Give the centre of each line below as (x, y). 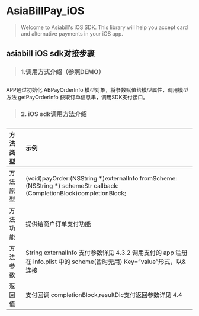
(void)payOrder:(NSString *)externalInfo (82, 178)
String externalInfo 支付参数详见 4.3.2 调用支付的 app (100, 253)
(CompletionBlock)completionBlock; (76, 193)
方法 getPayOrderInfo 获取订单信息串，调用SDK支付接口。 (77, 97)
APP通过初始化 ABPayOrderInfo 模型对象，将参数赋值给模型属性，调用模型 (97, 90)
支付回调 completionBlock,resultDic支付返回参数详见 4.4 (104, 295)
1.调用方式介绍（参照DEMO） (62, 72)
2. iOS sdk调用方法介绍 (54, 114)
